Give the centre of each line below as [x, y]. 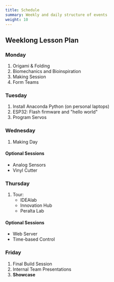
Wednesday [20, 131]
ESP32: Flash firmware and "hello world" [55, 112]
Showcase [24, 274]
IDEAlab [28, 200]
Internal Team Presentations [42, 269]
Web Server [25, 234]
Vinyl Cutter [25, 170]
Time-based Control [34, 239]
